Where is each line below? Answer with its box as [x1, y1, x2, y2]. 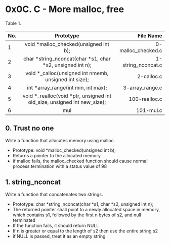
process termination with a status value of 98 [12, 163, 107, 169]
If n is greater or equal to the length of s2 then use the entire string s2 [12, 228, 158, 234]
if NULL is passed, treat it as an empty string [12, 233, 106, 239]
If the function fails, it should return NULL [12, 222, 99, 228]
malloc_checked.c [119, 47, 162, 54]
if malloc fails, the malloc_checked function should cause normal [12, 158, 148, 164]
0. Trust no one [5, 124, 54, 133]
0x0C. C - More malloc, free [5, 4, 124, 15]
